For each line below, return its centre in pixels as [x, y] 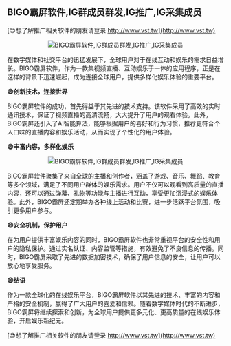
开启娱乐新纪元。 [43, 320]
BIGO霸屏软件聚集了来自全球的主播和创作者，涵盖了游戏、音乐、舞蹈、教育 [114, 176]
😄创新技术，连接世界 [37, 91]
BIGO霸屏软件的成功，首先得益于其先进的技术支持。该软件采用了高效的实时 [114, 106]
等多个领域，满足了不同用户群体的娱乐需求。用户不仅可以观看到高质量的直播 [115, 184]
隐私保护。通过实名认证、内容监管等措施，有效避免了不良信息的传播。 [118, 248]
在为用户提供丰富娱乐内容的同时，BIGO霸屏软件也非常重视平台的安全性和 [111, 239]
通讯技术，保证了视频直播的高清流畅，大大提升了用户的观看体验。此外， [109, 114]
